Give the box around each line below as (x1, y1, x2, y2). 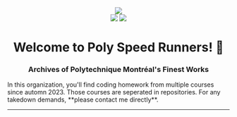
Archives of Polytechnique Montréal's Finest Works (28, 65, 209, 75)
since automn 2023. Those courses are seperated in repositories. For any (7, 88, 221, 97)
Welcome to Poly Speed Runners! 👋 (13, 39, 224, 56)
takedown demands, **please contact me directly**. (7, 95, 159, 104)
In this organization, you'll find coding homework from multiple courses (7, 80, 214, 89)
